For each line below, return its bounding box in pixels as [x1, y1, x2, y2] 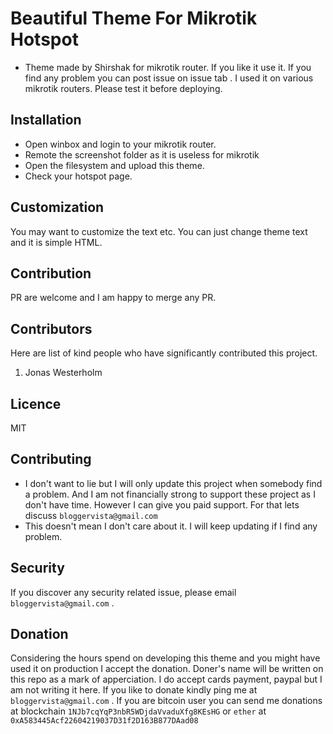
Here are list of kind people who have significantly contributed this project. [10, 347, 318, 359]
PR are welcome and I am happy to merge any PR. [10, 292, 217, 304]
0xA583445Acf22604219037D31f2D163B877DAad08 [10, 716, 199, 726]
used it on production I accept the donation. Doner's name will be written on [10, 663, 324, 675]
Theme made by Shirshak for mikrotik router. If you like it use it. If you [24, 61, 312, 73]
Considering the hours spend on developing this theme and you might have [10, 652, 321, 664]
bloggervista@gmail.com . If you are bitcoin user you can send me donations [10, 695, 323, 707]
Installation [10, 112, 82, 129]
